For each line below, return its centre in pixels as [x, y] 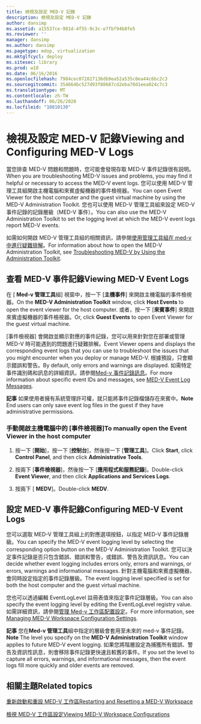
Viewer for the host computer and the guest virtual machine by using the [96, 198]
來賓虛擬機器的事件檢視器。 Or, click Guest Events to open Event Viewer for [100, 317]
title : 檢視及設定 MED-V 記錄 [41, 12]
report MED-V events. [33, 225]
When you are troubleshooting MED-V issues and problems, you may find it [99, 176]
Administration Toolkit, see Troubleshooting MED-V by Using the [86, 252]
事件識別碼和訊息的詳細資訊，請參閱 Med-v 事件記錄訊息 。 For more [89, 373]
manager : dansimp [28, 40]
